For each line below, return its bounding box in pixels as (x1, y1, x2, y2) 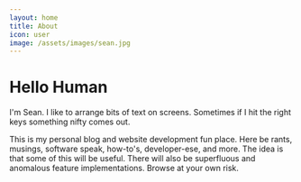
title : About (9, 22, 59, 31)
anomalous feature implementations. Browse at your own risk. (9, 163, 239, 174)
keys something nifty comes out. (9, 116, 131, 127)
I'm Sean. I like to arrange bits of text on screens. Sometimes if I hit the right (9, 107, 291, 118)
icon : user (9, 30, 50, 39)
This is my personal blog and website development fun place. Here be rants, (9, 134, 293, 145)
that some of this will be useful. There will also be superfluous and (9, 153, 256, 164)
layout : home (9, 13, 59, 23)
